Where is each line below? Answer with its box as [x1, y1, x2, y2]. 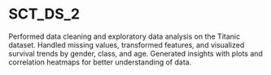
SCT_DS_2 [8, 5, 80, 23]
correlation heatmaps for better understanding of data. [8, 57, 192, 67]
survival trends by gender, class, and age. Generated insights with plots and [8, 48, 263, 58]
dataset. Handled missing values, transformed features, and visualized [8, 40, 245, 49]
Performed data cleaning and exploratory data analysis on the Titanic [8, 31, 241, 41]
